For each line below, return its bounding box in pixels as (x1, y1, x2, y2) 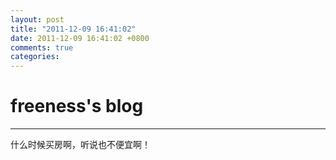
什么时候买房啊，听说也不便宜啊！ (10, 139, 151, 151)
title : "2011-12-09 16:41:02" (10, 24, 137, 34)
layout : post (10, 14, 65, 25)
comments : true (10, 42, 74, 53)
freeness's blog (10, 95, 144, 118)
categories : (10, 52, 60, 62)
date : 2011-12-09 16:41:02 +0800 (10, 33, 150, 43)
